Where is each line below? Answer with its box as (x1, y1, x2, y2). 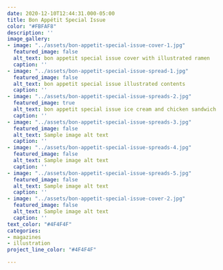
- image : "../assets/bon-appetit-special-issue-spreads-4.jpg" (7, 144, 192, 151)
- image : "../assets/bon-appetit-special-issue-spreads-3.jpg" (7, 118, 192, 126)
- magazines (7, 234, 41, 240)
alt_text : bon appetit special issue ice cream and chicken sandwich (13, 106, 216, 113)
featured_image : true (13, 100, 75, 106)
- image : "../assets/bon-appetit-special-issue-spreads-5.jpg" (7, 170, 192, 177)
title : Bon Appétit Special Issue (7, 16, 106, 23)
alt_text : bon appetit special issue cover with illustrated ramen (13, 55, 211, 62)
